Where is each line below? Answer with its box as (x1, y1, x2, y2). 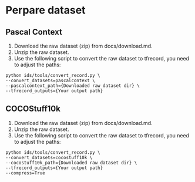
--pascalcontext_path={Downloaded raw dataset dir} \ (5, 83, 140, 89)
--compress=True (5, 170, 45, 176)
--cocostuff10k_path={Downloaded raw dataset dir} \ (5, 160, 137, 166)
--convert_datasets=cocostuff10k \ (5, 154, 93, 160)
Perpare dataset (5, 4, 86, 17)
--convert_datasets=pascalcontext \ (5, 77, 95, 83)
